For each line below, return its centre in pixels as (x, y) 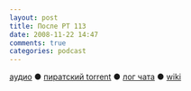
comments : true (38, 43)
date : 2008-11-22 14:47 (54, 34)
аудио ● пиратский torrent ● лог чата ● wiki (95, 77)
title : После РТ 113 (48, 26)
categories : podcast (48, 51)
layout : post (34, 18)
